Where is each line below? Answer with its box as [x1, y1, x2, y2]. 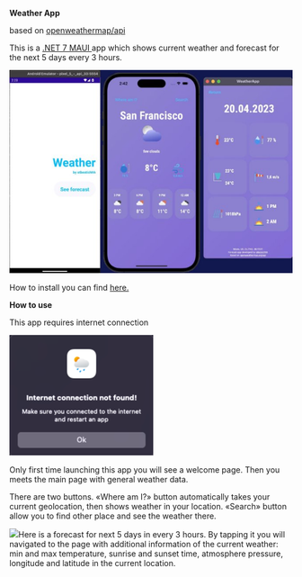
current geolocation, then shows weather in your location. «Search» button [9, 501, 288, 512]
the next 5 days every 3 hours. [9, 52, 123, 62]
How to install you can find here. [9, 283, 129, 293]
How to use [9, 300, 52, 311]
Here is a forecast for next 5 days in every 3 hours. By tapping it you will [18, 529, 286, 540]
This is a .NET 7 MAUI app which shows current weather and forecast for [9, 42, 280, 53]
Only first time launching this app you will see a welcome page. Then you [9, 464, 280, 475]
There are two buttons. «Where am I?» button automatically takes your [9, 491, 271, 502]
